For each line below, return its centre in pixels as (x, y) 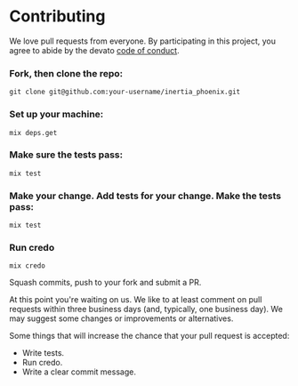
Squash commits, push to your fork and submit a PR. (105, 283)
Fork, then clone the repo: (66, 73)
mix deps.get (33, 133)
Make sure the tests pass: (66, 155)
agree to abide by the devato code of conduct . (94, 50)
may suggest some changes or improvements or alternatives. (121, 318)
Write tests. (43, 353)
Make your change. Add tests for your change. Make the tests (145, 196)
